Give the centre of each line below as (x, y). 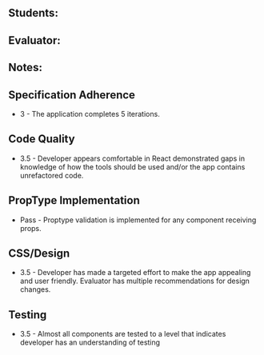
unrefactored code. (52, 175)
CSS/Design (39, 253)
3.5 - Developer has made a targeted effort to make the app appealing (135, 273)
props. (30, 228)
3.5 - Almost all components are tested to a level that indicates (123, 334)
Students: (33, 13)
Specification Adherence (72, 95)
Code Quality (42, 139)
